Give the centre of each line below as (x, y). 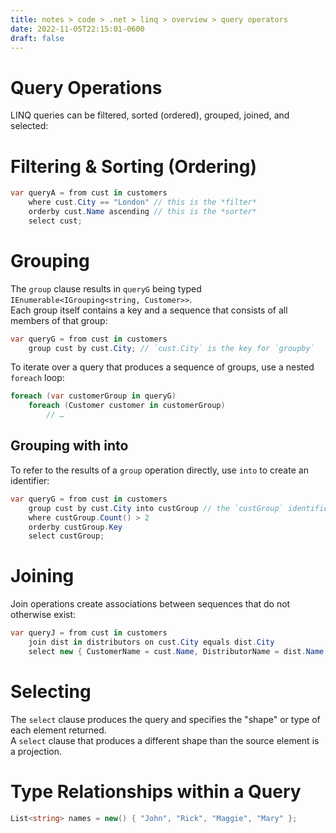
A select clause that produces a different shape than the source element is (165, 740)
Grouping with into (69, 446)
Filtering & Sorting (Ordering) (134, 166)
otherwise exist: (43, 615)
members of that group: (59, 320)
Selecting (51, 692)
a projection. (36, 751)
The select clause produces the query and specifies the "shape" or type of (165, 719)
